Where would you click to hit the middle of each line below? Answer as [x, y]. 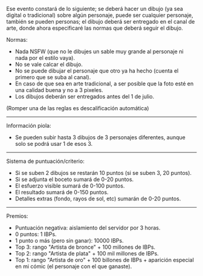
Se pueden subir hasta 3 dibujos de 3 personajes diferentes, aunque [100, 137]
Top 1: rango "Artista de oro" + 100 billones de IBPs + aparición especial [105, 260]
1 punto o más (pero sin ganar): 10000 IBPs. [69, 241]
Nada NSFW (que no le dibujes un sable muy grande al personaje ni [99, 51]
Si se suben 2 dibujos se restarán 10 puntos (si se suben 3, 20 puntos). [103, 173]
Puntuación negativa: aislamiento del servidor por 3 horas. [88, 228]
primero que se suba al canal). [53, 77]
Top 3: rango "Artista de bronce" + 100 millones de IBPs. [85, 247]
